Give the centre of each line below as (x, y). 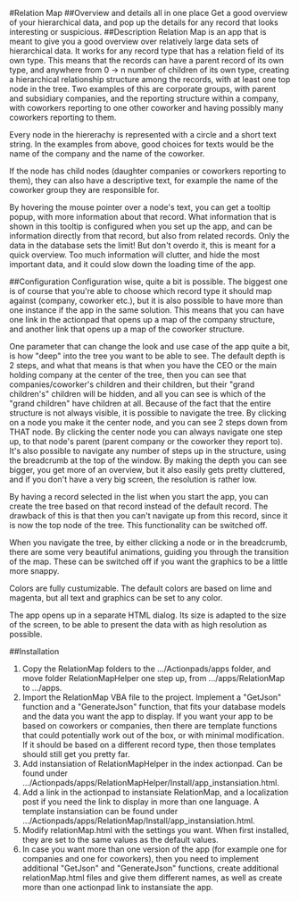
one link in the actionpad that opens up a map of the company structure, (142, 320)
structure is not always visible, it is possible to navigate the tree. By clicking (148, 413)
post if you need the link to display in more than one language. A (141, 802)
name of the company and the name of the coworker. (107, 154)
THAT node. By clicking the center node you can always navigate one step (146, 432)
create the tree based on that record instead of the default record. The (139, 506)
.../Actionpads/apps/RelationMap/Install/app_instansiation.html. (139, 821)
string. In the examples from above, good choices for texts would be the (141, 144)
